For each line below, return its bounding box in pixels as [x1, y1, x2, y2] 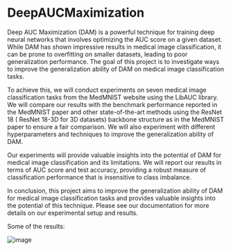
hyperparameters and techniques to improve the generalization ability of [7, 130, 214, 138]
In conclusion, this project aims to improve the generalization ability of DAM [7, 186, 223, 195]
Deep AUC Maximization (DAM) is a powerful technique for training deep [7, 28, 215, 36]
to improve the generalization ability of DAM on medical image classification [7, 65, 224, 73]
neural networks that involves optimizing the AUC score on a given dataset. [7, 35, 223, 43]
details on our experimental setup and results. [7, 209, 139, 217]
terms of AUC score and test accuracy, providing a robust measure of [7, 165, 207, 174]
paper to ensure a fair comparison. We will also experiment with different [7, 122, 215, 131]
